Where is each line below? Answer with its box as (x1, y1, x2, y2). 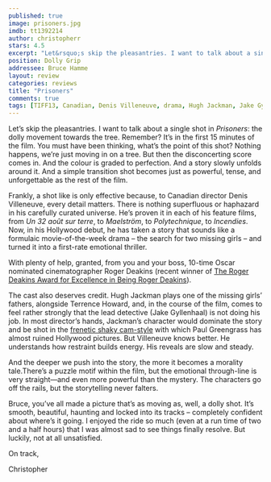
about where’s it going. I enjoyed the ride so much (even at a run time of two (8, 416, 262, 426)
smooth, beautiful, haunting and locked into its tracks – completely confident (8, 408, 263, 418)
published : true (8, 11, 63, 20)
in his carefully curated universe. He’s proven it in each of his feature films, (8, 208, 256, 218)
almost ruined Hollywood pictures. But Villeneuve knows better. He (8, 334, 231, 343)
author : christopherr (8, 34, 81, 43)
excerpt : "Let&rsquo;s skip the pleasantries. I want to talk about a (8, 49, 251, 57)
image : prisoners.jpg (8, 19, 81, 27)
